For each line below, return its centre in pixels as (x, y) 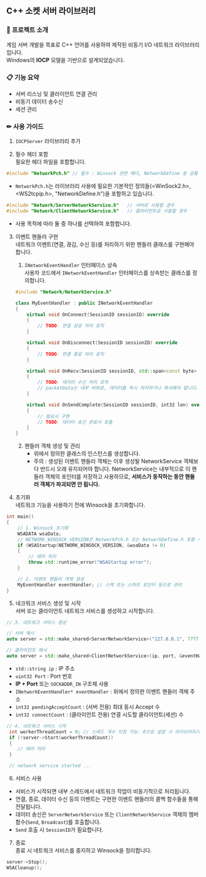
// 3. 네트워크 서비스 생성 (36, 622)
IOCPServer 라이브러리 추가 (48, 141)
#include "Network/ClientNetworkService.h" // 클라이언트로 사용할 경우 (97, 211)
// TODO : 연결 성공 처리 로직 (71, 326)
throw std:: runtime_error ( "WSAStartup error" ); (90, 563)
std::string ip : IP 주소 (45, 668)
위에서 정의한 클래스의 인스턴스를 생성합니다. (87, 454)
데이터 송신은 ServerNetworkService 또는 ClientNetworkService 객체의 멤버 (107, 814)
